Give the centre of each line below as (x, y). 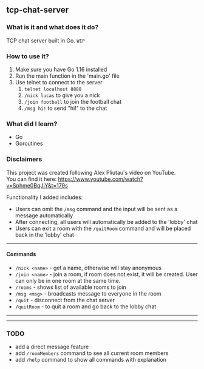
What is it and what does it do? (53, 27)
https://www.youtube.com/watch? (100, 179)
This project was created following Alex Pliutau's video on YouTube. (91, 172)
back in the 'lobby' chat (45, 235)
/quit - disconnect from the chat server (65, 300)
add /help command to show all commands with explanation (91, 360)
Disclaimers (24, 159)
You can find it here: (32, 179)
